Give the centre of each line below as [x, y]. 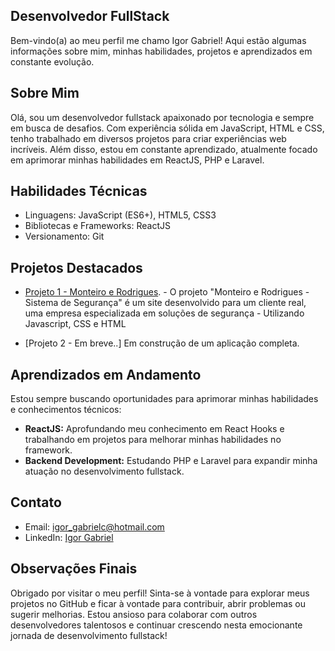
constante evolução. [52, 61]
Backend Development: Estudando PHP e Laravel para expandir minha [171, 461]
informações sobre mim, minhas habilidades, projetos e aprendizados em [161, 51]
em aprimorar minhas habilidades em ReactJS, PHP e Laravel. [137, 160]
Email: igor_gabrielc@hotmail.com [94, 526]
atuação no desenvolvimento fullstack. [104, 471]
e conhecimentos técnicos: [66, 410]
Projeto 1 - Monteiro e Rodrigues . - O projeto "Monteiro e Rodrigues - [167, 292]
